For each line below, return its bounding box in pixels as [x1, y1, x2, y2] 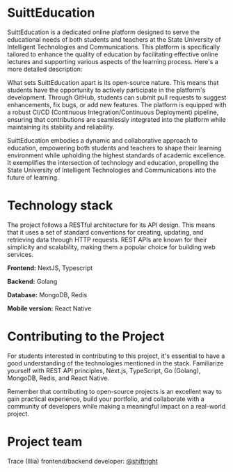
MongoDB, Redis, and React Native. [7, 374, 110, 382]
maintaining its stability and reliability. [7, 123, 115, 131]
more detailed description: [7, 65, 83, 73]
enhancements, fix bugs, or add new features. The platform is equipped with [7, 100, 227, 109]
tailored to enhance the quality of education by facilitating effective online [7, 50, 218, 58]
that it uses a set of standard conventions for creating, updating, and [7, 228, 204, 236]
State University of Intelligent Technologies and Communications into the [7, 166, 216, 174]
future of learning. [7, 173, 59, 182]
